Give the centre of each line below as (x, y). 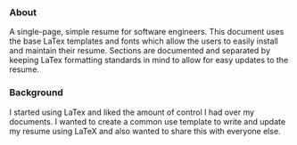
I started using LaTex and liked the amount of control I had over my (132, 112)
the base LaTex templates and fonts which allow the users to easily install (144, 41)
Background (37, 93)
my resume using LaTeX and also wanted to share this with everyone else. (145, 131)
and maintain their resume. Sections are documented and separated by (140, 51)
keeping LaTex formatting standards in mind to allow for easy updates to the (149, 60)
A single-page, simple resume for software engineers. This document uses (147, 32)
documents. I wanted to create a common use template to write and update (148, 121)
